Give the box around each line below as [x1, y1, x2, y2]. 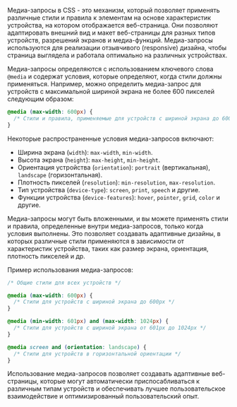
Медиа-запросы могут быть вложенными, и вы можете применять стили [7, 214, 229, 223]
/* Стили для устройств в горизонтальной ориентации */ [13, 350, 181, 358]
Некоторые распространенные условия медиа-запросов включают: [7, 134, 214, 143]
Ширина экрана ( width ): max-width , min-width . [17, 148, 153, 156]
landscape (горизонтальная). [17, 170, 103, 179]
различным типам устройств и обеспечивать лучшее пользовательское [7, 384, 226, 393]
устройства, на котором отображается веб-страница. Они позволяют [7, 21, 219, 29]
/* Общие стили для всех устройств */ [7, 279, 121, 286]
